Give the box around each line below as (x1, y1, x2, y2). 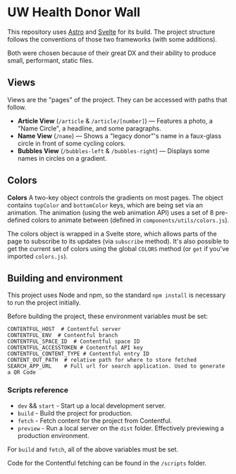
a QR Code (7, 369, 37, 376)
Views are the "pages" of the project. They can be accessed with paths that (7, 95, 228, 104)
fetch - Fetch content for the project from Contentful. (17, 416, 173, 425)
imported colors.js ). (7, 252, 68, 260)
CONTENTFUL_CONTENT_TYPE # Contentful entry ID (7, 351, 150, 358)
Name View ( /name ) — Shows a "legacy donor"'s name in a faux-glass (17, 131, 222, 140)
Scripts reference (7, 385, 69, 395)
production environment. (17, 431, 89, 439)
